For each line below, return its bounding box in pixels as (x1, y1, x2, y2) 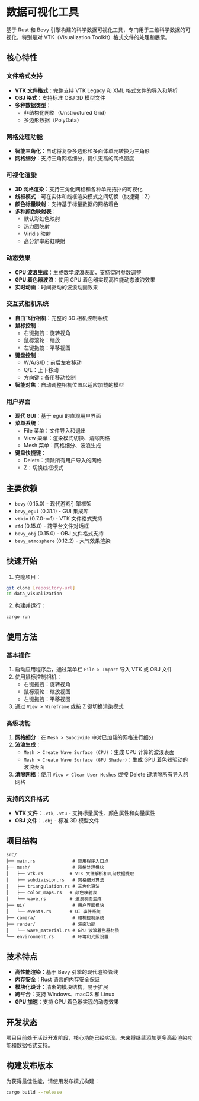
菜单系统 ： (14, 419, 41, 427)
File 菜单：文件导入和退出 (23, 427, 86, 434)
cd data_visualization (6, 591, 62, 597)
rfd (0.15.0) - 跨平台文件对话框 (14, 522, 89, 529)
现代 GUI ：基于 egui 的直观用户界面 (14, 412, 102, 419)
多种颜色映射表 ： (14, 208, 57, 215)
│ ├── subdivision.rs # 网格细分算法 (6, 877, 105, 883)
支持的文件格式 (6, 794, 49, 803)
